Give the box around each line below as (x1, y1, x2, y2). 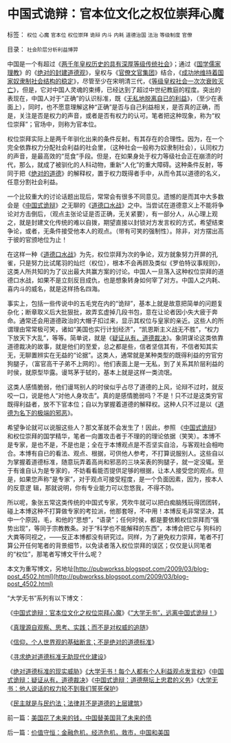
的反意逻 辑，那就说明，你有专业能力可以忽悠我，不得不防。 (7, 483, 177, 491)
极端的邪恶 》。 (36, 408, 77, 417)
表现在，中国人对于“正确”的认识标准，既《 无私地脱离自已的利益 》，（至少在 (7, 94, 218, 102)
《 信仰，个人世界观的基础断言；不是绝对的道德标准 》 (7, 638, 158, 646)
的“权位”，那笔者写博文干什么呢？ (7, 549, 103, 558)
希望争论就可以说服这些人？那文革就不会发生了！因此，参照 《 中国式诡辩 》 (7, 423, 220, 431)
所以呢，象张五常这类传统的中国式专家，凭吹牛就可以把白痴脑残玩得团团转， (7, 498, 224, 507)
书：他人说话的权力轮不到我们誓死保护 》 (7, 684, 122, 693)
